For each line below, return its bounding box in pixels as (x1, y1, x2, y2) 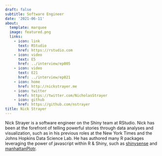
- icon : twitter (14, 88, 47, 93)
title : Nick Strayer (5, 106, 47, 112)
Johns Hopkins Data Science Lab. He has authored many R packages (5, 135, 144, 141)
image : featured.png (9, 30, 51, 35)
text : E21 (18, 70, 38, 75)
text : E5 (18, 57, 36, 62)
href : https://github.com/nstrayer (18, 102, 90, 107)
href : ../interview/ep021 (18, 75, 71, 80)
